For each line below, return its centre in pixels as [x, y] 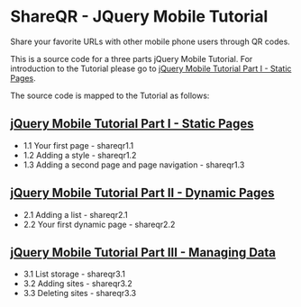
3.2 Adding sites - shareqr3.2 [78, 284]
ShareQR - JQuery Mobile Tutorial [139, 17]
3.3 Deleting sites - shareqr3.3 [80, 293]
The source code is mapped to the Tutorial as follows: [110, 95]
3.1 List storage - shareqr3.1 [74, 274]
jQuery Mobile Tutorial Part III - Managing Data [143, 253]
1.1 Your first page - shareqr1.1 [78, 145]
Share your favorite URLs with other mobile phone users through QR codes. [150, 41]
